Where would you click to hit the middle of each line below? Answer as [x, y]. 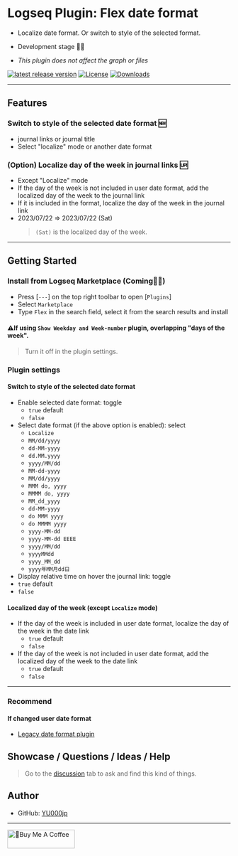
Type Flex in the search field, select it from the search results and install [123, 311]
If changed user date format [50, 718]
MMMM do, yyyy [49, 493]
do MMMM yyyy [47, 524]
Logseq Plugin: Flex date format [103, 13]
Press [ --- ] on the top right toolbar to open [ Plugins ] [95, 296]
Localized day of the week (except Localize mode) [83, 608]
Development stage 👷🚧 [51, 46]
